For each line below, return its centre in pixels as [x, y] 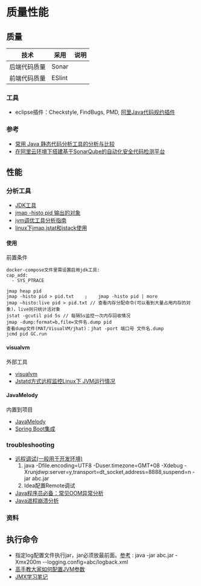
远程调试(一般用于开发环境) [49, 459]
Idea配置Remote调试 [49, 486]
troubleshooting [30, 444]
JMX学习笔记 [31, 576]
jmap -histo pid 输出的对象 [48, 213]
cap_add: [17, 275]
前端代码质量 [28, 78]
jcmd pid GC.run [27, 334]
